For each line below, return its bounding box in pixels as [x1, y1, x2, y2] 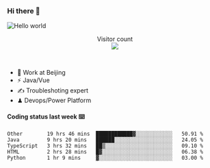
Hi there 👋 [7, 6, 41, 16]
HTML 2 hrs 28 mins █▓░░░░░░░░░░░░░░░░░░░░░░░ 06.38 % [7, 148, 204, 155]
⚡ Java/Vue [16, 76, 50, 84]
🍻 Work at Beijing [16, 69, 66, 77]
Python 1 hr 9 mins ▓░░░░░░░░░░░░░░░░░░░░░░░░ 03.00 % [7, 154, 204, 161]
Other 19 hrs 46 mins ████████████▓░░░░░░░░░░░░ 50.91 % [7, 130, 204, 137]
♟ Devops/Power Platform [16, 96, 92, 105]
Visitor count [96, 35, 133, 43]
